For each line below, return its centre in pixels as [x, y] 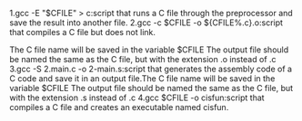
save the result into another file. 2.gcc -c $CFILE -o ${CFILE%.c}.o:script [146, 23]
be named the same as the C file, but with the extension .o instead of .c [143, 59]
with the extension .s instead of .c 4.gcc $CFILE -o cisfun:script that [137, 98]
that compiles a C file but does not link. [83, 32]
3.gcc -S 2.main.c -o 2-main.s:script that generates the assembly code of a [151, 69]
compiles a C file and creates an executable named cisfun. [119, 107]
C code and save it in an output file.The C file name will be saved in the [142, 79]
